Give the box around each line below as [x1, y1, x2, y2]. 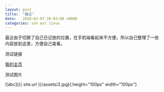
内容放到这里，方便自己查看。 [5, 41, 65, 47]
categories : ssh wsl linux [5, 20, 60, 26]
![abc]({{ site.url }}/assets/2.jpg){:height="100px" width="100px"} [5, 81, 137, 88]
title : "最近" [5, 12, 35, 17]
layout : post [5, 7, 32, 12]
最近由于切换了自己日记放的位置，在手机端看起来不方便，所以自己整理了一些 [5, 35, 159, 40]
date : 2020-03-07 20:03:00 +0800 [5, 16, 78, 21]
